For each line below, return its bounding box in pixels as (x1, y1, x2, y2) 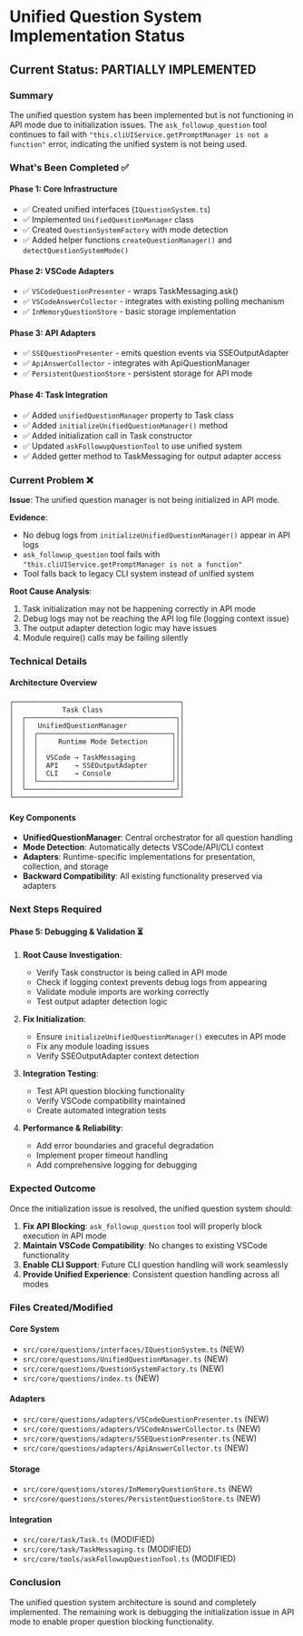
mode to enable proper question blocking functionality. (9, 1616, 215, 1627)
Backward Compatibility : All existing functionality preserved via (22, 871, 263, 882)
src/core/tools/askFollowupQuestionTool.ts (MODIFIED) (22, 1553, 237, 1564)
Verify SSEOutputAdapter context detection (35, 1050, 200, 1061)
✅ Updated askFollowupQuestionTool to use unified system (22, 440, 242, 451)
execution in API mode (22, 1230, 107, 1241)
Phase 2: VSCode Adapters (9, 265, 115, 276)
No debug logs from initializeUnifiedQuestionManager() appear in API (22, 529, 290, 540)
